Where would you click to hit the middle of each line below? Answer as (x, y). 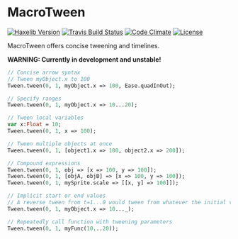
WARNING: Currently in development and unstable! (84, 59)
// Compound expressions (44, 163)
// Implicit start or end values (57, 196)
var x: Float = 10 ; (34, 125)
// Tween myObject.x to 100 (49, 79)
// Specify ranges (34, 99)
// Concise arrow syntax (44, 72)
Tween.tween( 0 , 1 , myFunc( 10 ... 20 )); (63, 228)
